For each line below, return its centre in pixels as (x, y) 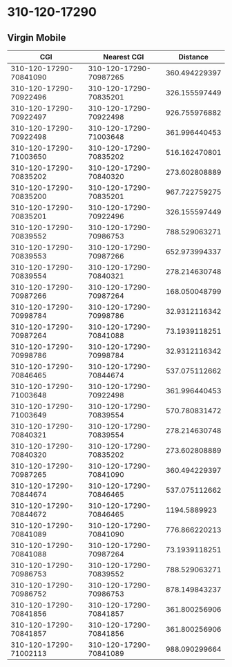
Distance (194, 57)
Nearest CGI (124, 57)
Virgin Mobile (37, 38)
